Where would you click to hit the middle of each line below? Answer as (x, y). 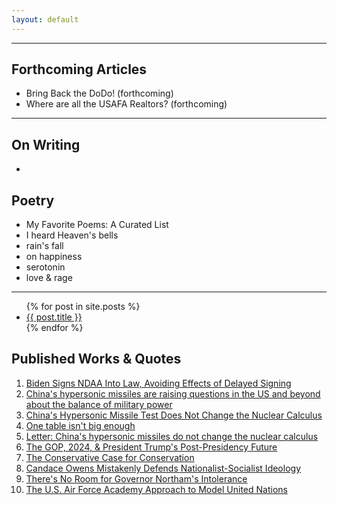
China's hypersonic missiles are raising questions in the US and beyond (173, 393)
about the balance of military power (99, 404)
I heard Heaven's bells (72, 235)
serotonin (45, 267)
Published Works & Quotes (96, 359)
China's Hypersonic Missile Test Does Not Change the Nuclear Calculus (174, 415)
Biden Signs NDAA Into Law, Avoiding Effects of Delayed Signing (158, 383)
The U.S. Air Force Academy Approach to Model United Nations (156, 489)
